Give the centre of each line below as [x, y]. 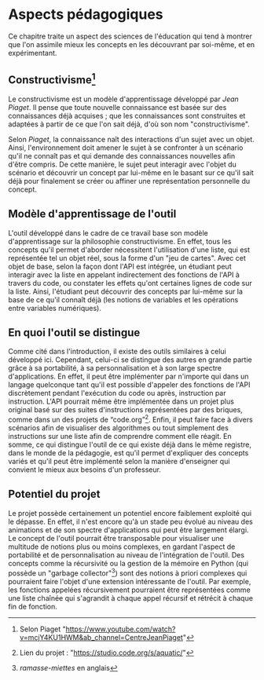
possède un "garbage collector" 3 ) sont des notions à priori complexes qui [128, 572]
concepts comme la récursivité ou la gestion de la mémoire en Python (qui [128, 563]
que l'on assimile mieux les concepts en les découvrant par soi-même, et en [132, 44]
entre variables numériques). [55, 308]
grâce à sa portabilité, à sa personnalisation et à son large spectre [115, 368]
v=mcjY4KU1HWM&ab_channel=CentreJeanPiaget [101, 637]
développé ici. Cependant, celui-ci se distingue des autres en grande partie [130, 360]
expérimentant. [33, 53]
